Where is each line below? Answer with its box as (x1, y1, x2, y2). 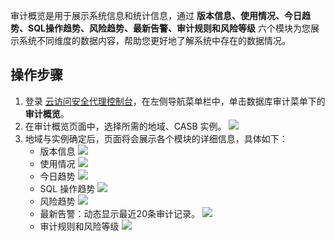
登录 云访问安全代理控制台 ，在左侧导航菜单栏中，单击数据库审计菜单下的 (24, 95, 326, 107)
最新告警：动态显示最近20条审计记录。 (39, 207, 200, 219)
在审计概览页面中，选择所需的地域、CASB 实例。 (24, 120, 227, 132)
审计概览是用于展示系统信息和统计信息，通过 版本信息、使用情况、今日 (10, 10, 302, 21)
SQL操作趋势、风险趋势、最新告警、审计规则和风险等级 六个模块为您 (27, 22, 311, 34)
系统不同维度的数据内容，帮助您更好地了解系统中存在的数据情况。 (18, 35, 291, 46)
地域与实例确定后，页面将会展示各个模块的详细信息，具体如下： (24, 132, 288, 144)
